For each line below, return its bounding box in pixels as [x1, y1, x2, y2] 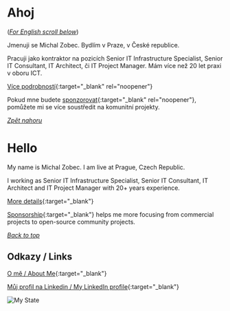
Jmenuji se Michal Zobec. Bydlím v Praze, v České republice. [7, 41, 180, 49]
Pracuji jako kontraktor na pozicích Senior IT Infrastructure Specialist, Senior [7, 54, 223, 63]
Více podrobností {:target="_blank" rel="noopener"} [7, 82, 153, 90]
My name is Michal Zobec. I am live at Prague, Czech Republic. [7, 163, 185, 171]
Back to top [7, 230, 40, 239]
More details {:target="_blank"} [7, 197, 94, 205]
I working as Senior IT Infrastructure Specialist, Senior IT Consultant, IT [7, 176, 208, 184]
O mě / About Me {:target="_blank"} [7, 269, 108, 277]
